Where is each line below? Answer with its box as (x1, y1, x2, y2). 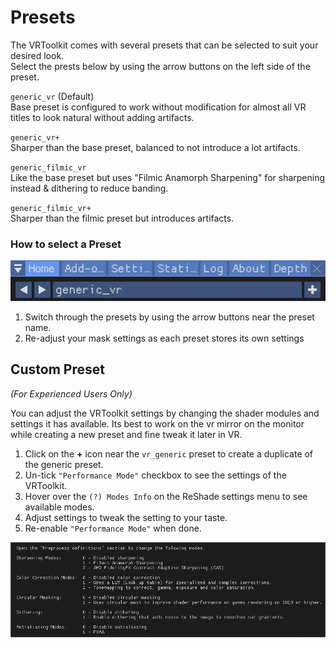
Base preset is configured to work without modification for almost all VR (10, 101, 307, 113)
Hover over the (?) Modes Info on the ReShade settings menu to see (24, 490, 308, 502)
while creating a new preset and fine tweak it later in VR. (10, 428, 243, 440)
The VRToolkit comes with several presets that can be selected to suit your (10, 39, 319, 51)
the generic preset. (24, 458, 104, 470)
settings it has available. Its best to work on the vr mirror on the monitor (10, 417, 305, 430)
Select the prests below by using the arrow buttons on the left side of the (10, 60, 311, 72)
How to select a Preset (10, 237, 122, 251)
